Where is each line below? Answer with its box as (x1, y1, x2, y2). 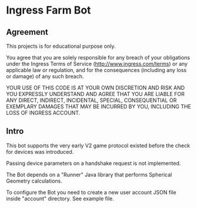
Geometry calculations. (6, 177, 63, 184)
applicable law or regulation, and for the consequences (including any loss (6, 67, 187, 74)
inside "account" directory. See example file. (6, 195, 115, 202)
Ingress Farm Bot (6, 4, 91, 17)
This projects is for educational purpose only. (6, 42, 116, 49)
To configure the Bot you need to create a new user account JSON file (6, 189, 176, 196)
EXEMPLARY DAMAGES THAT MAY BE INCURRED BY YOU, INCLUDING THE (6, 103, 191, 110)
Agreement (6, 27, 48, 37)
